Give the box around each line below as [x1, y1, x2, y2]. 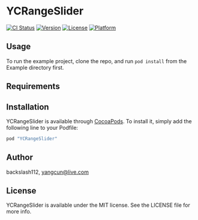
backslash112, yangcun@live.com [6, 168, 89, 176]
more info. [6, 208, 32, 215]
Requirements [6, 81, 60, 91]
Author [6, 152, 33, 163]
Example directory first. [6, 64, 64, 71]
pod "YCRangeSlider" [6, 135, 58, 142]
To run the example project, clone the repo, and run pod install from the [6, 57, 187, 64]
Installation [6, 102, 49, 112]
